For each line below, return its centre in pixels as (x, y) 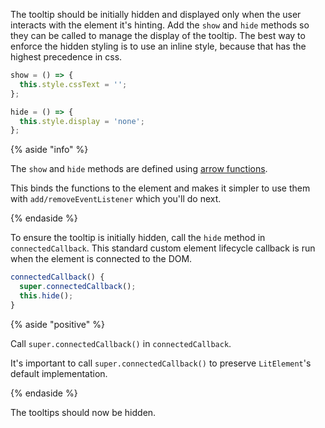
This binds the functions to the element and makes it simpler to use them (160, 188)
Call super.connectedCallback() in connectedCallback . (121, 343)
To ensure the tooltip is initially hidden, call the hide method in (138, 238)
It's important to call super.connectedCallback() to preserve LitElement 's (161, 363)
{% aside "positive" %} (57, 324)
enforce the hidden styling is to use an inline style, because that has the (158, 46)
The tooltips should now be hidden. (83, 412)
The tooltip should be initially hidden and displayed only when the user (156, 14)
